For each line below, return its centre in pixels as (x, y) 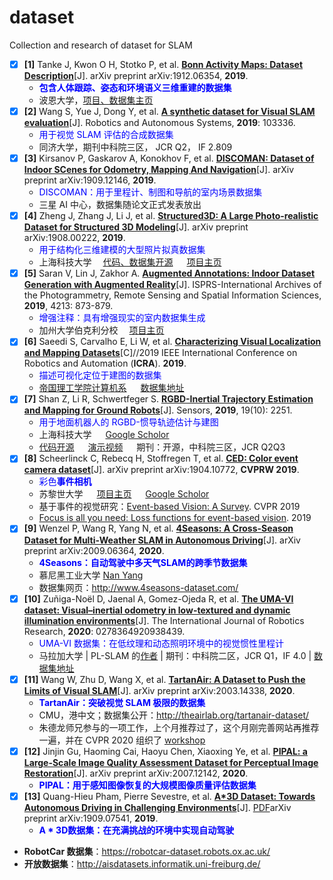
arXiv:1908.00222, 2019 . (74, 238)
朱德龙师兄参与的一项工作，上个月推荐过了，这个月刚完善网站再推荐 (179, 727)
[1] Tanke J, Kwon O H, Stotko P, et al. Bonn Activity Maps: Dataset (163, 64)
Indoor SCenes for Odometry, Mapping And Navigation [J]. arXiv (159, 170)
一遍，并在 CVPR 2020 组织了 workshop (122, 740)
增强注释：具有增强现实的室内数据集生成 (122, 318)
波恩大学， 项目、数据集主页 (96, 100)
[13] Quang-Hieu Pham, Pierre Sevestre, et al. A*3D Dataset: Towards (169, 796)
